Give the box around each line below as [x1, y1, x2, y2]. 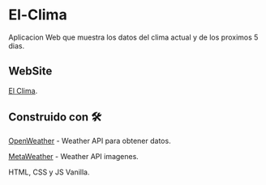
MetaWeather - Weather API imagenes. [8, 151, 139, 161]
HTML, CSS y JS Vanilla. [8, 167, 90, 177]
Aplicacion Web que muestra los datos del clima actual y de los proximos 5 [8, 32, 259, 42]
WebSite [8, 65, 53, 78]
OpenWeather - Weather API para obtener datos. [8, 136, 172, 145]
